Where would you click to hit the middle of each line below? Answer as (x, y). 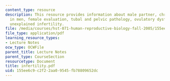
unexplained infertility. (37, 24)
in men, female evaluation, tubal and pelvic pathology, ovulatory (82, 19)
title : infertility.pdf (30, 66)
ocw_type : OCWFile (25, 47)
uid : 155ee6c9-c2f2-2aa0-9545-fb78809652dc (52, 71)
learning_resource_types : (32, 38)
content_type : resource (30, 10)
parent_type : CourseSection (35, 57)
